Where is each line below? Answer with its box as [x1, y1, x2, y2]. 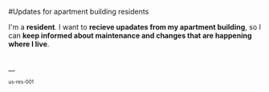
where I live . [8, 39, 50, 49]
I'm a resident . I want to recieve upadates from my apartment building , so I [8, 22, 261, 31]
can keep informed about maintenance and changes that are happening [8, 31, 252, 40]
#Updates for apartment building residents [8, 7, 149, 16]
